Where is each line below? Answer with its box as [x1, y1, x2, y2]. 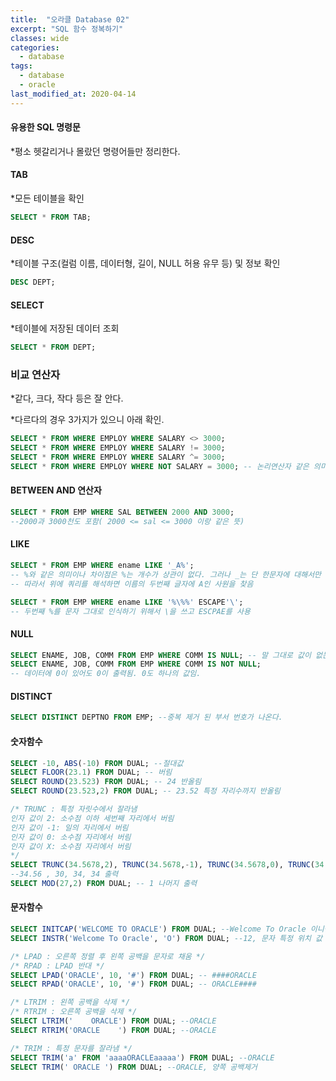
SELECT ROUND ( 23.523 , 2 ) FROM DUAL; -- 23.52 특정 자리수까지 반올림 [10, 786, 281, 796]
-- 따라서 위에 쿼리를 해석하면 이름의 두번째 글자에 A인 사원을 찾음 [10, 579, 254, 589]
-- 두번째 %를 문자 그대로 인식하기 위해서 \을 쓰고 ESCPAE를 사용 [10, 606, 251, 616]
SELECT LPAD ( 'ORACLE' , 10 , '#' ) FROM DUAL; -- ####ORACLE [10, 970, 257, 980]
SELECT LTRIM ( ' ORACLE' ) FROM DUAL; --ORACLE [10, 1016, 217, 1026]
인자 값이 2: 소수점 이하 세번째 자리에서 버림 [10, 813, 175, 823]
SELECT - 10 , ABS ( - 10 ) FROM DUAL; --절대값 [10, 758, 184, 768]
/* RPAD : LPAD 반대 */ [10, 961, 105, 971]
